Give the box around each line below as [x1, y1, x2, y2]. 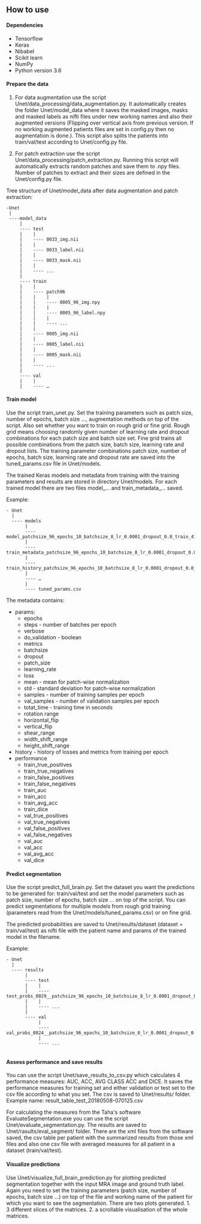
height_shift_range [23, 742, 70, 749]
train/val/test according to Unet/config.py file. [14, 138, 128, 146]
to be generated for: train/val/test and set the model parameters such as [6, 890, 184, 897]
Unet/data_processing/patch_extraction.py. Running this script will [14, 156, 179, 164]
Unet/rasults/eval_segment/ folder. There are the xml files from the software [6, 1128, 193, 1135]
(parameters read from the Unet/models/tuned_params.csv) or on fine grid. [6, 909, 192, 916]
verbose [23, 627, 45, 634]
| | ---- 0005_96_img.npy [19, 299, 100, 305]
